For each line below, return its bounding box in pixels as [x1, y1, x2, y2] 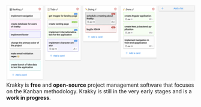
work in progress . [6, 94, 51, 101]
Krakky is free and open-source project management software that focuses [6, 81, 194, 88]
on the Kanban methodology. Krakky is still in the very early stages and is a [6, 87, 192, 94]
